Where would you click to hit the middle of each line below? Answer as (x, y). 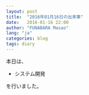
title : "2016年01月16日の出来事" (45, 17)
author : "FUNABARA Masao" (37, 28)
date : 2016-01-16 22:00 (37, 22)
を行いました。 (24, 86)
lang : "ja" (19, 33)
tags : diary (20, 44)
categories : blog (27, 38)
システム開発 (30, 73)
